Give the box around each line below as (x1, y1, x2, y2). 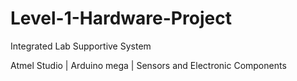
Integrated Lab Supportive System (10, 40, 152, 52)
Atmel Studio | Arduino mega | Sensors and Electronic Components (10, 59, 287, 71)
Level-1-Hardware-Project (10, 7, 232, 30)
